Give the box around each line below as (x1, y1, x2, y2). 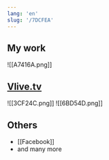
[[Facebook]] (17, 137, 55, 145)
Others (7, 119, 38, 131)
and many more (17, 145, 62, 153)
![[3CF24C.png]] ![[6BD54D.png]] (7, 99, 103, 107)
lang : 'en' (7, 10, 39, 17)
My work (7, 42, 46, 54)
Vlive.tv (7, 80, 42, 92)
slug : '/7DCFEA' (7, 17, 54, 24)
